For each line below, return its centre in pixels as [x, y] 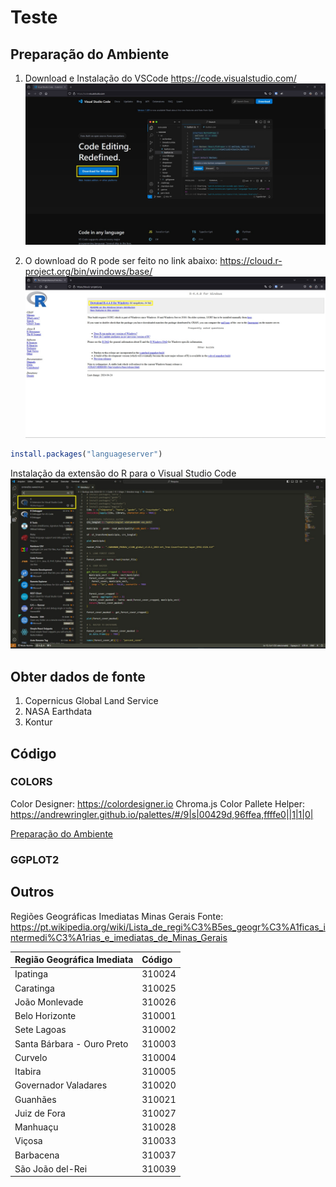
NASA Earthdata [58, 712]
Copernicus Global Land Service [91, 701]
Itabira [28, 1072]
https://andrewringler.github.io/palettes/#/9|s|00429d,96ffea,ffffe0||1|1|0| [162, 814]
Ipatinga [31, 974]
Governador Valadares [61, 1085]
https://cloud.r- [251, 260]
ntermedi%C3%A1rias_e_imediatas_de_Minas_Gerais [119, 937]
